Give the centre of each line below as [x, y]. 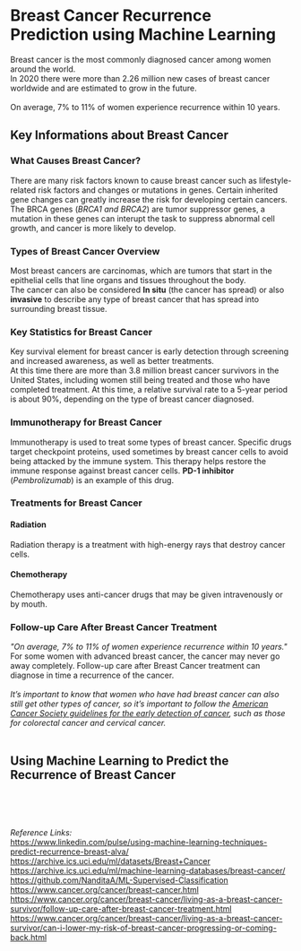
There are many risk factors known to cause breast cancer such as [134, 180]
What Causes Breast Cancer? [76, 160]
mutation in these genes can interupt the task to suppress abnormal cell [143, 218]
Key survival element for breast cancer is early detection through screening [150, 351]
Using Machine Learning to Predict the [120, 761]
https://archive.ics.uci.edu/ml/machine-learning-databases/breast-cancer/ [148, 870]
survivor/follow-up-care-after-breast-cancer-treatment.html [121, 908]
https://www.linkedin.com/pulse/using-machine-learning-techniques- [139, 842]
